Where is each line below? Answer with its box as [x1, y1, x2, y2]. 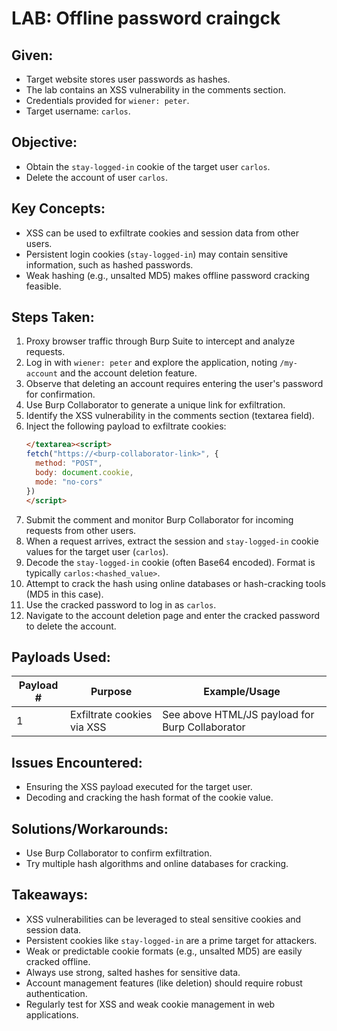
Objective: [11, 134, 78, 151]
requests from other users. [25, 524, 137, 536]
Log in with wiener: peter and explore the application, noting [25, 357, 278, 369]
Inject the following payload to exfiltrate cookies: [25, 420, 227, 432]
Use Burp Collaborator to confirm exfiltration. [25, 847, 213, 859]
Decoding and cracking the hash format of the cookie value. [25, 792, 274, 804]
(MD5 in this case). [25, 588, 104, 600]
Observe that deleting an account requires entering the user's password [25, 378, 324, 390]
